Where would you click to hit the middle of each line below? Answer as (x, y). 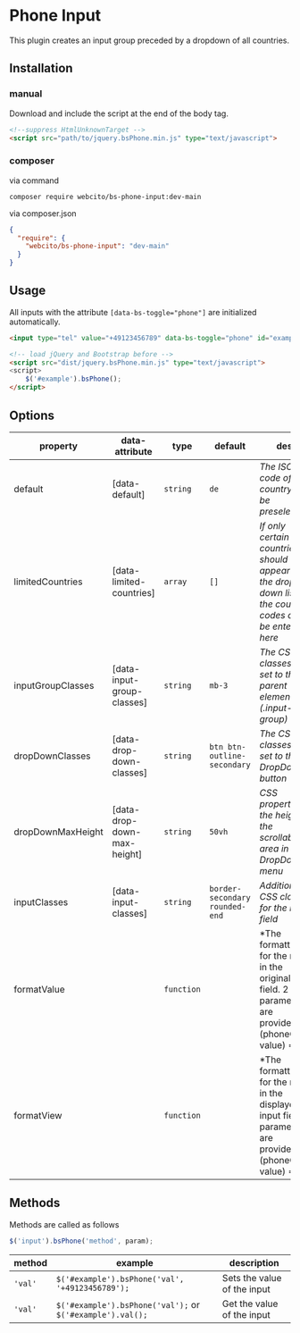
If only (272, 525)
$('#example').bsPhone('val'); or (128, 1304)
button (273, 778)
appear (275, 570)
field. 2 (274, 989)
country (276, 489)
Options (32, 415)
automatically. (35, 322)
